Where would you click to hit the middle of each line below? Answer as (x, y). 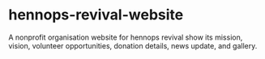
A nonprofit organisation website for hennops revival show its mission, (126, 37)
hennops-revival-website (96, 15)
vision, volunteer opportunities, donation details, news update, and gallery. (133, 45)
